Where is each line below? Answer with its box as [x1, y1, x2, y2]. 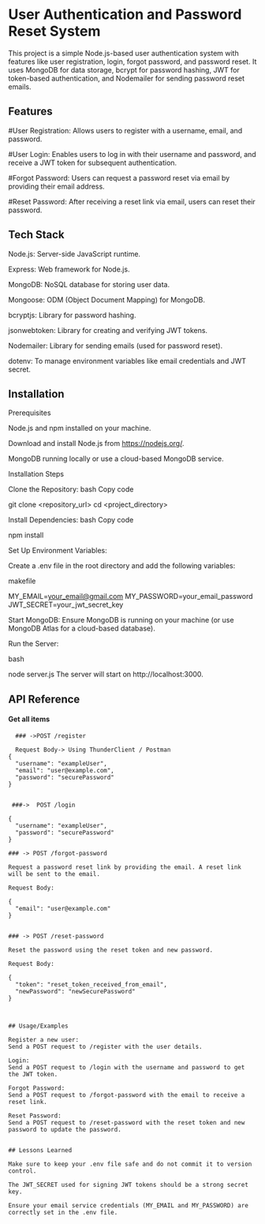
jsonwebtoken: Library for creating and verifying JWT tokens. [8, 325, 207, 335]
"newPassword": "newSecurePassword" [15, 987, 136, 995]
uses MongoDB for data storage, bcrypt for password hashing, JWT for [8, 65, 241, 74]
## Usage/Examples [8, 1022, 69, 1030]
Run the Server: [8, 639, 59, 649]
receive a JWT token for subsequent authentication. [8, 158, 177, 167]
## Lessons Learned [8, 1146, 73, 1154]
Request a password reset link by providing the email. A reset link [8, 863, 242, 871]
